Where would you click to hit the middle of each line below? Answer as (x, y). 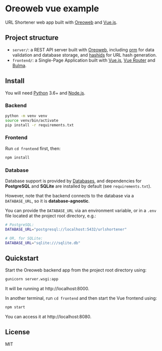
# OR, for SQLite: (24, 238)
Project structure (32, 38)
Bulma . (19, 65)
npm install (17, 157)
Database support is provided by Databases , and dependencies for (73, 181)
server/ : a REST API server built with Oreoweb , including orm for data (83, 49)
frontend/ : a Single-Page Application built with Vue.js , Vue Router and (84, 60)
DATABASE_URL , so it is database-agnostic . (47, 201)
